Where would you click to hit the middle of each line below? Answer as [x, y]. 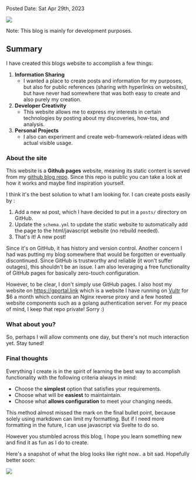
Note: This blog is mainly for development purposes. [69, 31]
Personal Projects [37, 130]
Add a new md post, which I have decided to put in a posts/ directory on [101, 212]
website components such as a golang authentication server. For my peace [97, 303]
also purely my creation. [52, 99]
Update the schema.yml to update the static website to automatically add [101, 225]
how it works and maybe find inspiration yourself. [65, 183]
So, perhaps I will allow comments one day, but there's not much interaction [97, 337]
